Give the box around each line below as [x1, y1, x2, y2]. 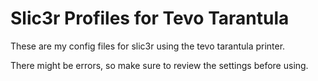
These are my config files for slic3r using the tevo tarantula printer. [10, 40, 286, 52]
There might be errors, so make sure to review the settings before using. [10, 59, 309, 71]
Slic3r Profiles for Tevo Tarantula [10, 7, 290, 30]
